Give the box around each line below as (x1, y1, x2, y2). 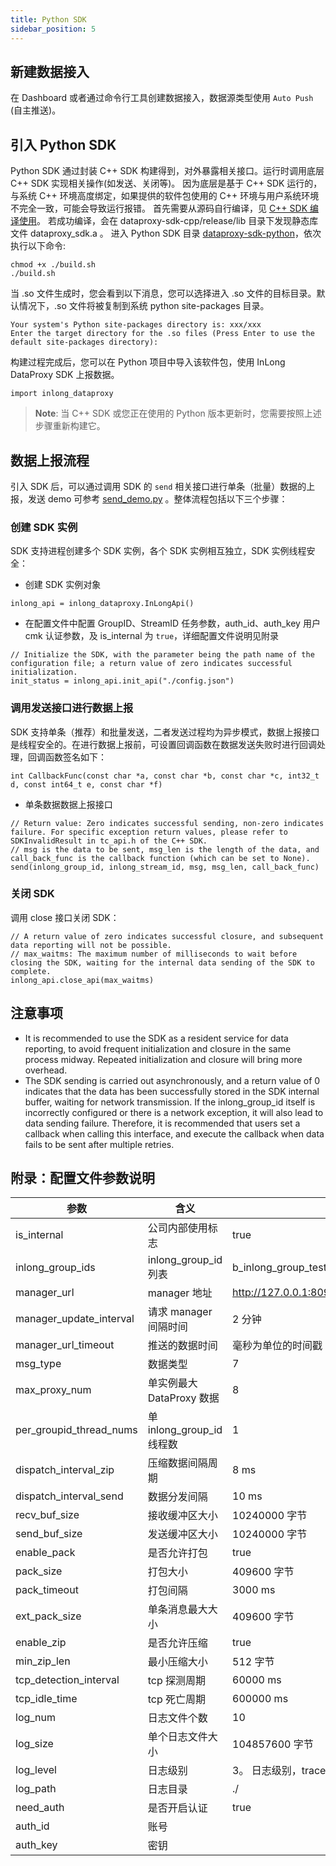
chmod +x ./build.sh (10, 260, 97, 270)
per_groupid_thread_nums (15, 1423, 138, 1437)
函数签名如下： (44, 751, 107, 763)
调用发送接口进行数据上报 (10, 701, 134, 715)
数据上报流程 (10, 452, 90, 469)
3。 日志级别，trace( (232, 1764, 330, 1778)
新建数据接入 (10, 63, 90, 80)
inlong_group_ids (15, 1261, 96, 1275)
